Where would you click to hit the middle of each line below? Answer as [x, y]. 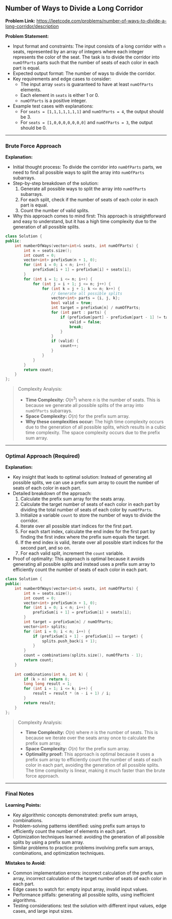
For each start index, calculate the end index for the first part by [88, 532]
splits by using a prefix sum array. [48, 842]
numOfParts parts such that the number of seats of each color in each [85, 62]
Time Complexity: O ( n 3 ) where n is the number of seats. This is [93, 399]
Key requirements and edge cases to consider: [62, 78]
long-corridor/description [32, 26]
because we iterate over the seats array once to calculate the [90, 738]
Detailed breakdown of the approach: [52, 494]
